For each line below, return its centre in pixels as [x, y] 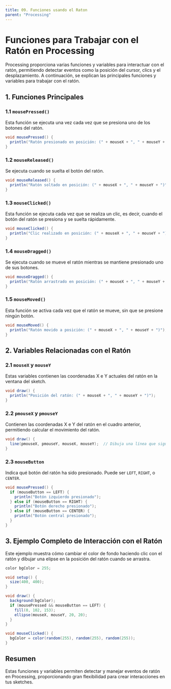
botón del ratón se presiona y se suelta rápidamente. [61, 219]
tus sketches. [19, 682]
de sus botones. [22, 267]
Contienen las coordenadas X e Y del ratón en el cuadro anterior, [73, 424]
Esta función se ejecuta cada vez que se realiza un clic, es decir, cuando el [84, 214]
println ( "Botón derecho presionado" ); [55, 506]
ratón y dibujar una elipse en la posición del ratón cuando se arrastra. [78, 559]
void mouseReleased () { [31, 180]
